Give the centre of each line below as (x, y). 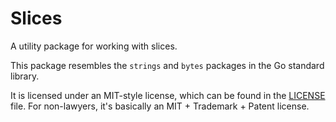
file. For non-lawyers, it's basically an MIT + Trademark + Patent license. (160, 106)
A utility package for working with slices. (94, 46)
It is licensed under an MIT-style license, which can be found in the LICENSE (168, 95)
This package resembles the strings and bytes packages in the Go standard (167, 65)
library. (25, 76)
